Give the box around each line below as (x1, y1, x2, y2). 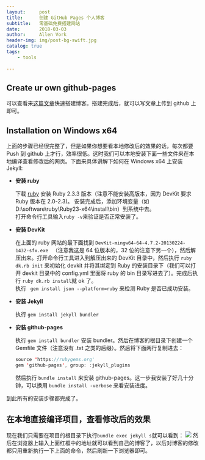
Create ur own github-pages (6, 82, 117, 93)
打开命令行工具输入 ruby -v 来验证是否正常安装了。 (15, 213, 142, 221)
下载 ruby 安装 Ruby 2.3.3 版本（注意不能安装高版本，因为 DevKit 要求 (15, 190, 192, 197)
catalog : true (6, 43, 43, 49)
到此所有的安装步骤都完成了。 (6, 395, 81, 402)
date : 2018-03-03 (6, 26, 67, 32)
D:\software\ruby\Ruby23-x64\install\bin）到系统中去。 (15, 205, 155, 213)
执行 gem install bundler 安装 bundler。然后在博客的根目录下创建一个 (15, 337, 193, 344)
